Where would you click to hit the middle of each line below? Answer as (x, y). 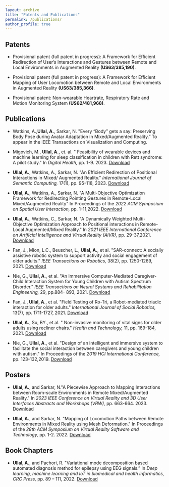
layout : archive (22, 10)
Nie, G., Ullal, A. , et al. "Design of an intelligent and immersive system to (88, 343)
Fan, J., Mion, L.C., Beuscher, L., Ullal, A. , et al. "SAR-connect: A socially (88, 250)
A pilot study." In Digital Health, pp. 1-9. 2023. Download (71, 162)
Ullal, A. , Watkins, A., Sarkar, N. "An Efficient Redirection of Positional (85, 172)
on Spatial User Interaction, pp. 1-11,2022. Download (67, 209)
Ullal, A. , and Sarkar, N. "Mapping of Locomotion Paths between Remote (88, 418)
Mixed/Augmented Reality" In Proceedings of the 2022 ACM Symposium (88, 203)
